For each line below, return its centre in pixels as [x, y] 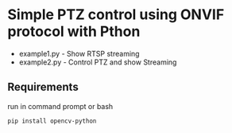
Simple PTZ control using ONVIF [116, 15]
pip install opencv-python [52, 121]
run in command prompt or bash [60, 106]
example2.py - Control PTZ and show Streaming [98, 62]
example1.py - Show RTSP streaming [79, 53]
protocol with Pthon [74, 31]
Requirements [43, 87]
